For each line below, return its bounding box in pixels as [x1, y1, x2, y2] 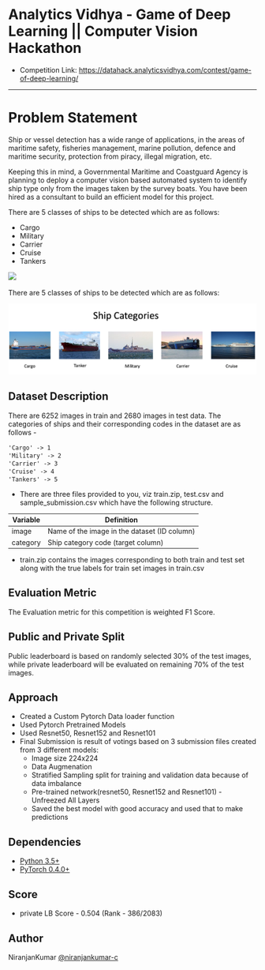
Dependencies [8, 835, 81, 848]
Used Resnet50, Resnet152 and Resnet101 [19, 728, 156, 738]
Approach [8, 691, 58, 705]
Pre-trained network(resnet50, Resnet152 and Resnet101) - [31, 788, 222, 797]
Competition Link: [19, 65, 77, 74]
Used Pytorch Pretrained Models [19, 720, 126, 730]
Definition [105, 515, 138, 524]
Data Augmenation [31, 762, 92, 772]
